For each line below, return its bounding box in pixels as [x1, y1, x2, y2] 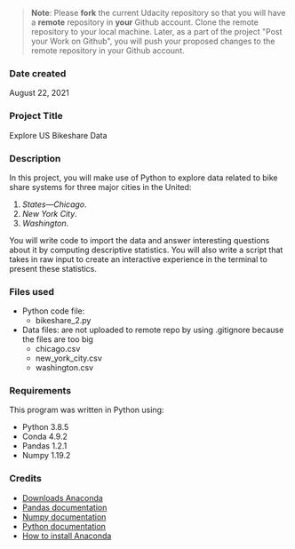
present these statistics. [9, 263, 98, 274]
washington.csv [35, 362, 94, 373]
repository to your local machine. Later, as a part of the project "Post [30, 27, 283, 36]
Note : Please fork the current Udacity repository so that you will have [30, 8, 286, 18]
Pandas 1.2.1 [21, 441, 68, 451]
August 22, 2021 [9, 88, 69, 99]
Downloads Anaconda [21, 492, 104, 503]
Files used [9, 285, 55, 298]
